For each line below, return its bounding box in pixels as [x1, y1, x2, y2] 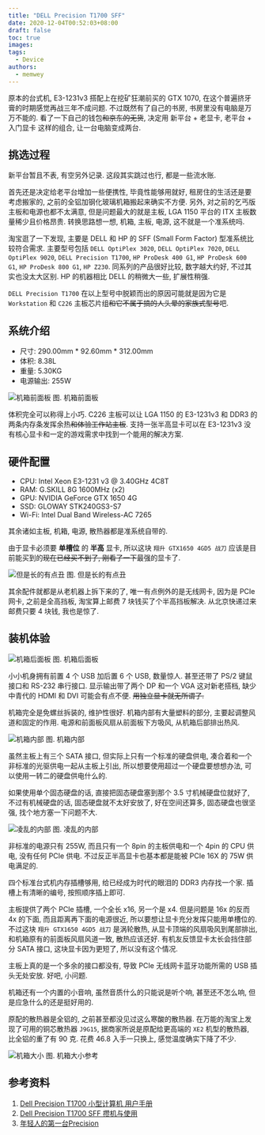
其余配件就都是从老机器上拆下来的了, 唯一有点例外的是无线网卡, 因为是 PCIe [8, 587, 256, 596]
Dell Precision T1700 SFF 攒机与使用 [19, 1108, 138, 1118]
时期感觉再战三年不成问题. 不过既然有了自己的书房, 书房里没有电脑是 [21, 103, 245, 112]
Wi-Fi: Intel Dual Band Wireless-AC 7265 [19, 510, 152, 520]
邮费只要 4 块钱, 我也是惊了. [8, 607, 99, 616]
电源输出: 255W [19, 376, 71, 386]
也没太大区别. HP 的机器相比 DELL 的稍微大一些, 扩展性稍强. [14, 272, 210, 282]
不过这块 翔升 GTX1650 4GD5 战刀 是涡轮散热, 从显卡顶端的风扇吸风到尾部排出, [8, 924, 258, 933]
